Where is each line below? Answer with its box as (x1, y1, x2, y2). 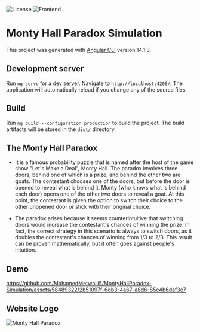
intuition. (14, 246, 37, 254)
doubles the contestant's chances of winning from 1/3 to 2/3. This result (14, 234, 192, 241)
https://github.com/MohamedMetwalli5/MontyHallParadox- (6, 280, 152, 287)
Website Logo (6, 303, 59, 313)
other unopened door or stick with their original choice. (14, 203, 151, 211)
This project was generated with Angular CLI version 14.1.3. (6, 46, 152, 53)
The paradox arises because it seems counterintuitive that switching (14, 215, 183, 222)
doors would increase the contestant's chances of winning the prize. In (14, 221, 190, 229)
